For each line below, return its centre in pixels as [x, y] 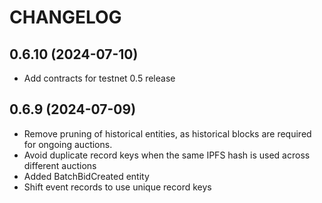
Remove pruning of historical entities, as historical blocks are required [167, 133]
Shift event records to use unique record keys [117, 187]
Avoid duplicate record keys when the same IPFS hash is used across [167, 155]
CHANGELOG [65, 17]
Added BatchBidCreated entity [86, 176]
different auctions [60, 165]
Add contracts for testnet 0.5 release [99, 78]
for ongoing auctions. [68, 144]
